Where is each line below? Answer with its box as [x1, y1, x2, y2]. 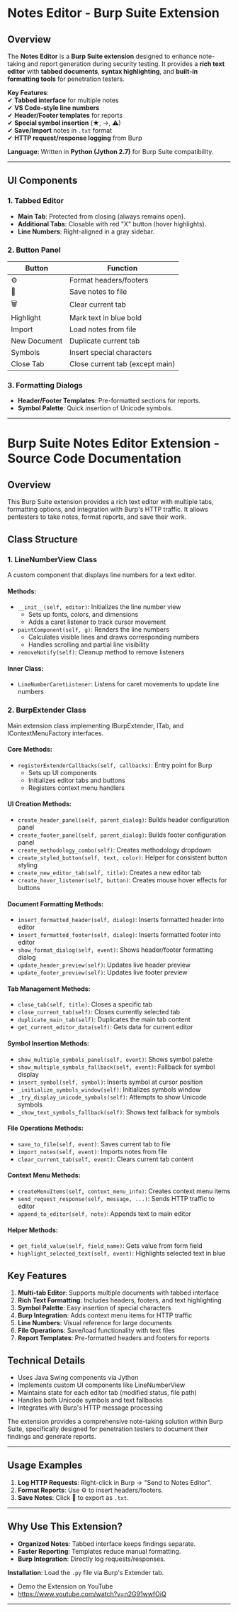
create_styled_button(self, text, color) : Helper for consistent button [17, 853, 228, 862]
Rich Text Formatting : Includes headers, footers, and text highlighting [17, 1296, 222, 1305]
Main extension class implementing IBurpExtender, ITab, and [7, 721, 184, 730]
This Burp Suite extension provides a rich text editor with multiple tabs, [7, 498, 214, 506]
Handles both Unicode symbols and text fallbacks [17, 1396, 163, 1404]
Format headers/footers [69, 275, 149, 285]
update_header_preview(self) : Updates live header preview [17, 960, 191, 970]
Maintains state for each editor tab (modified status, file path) [17, 1388, 197, 1396]
